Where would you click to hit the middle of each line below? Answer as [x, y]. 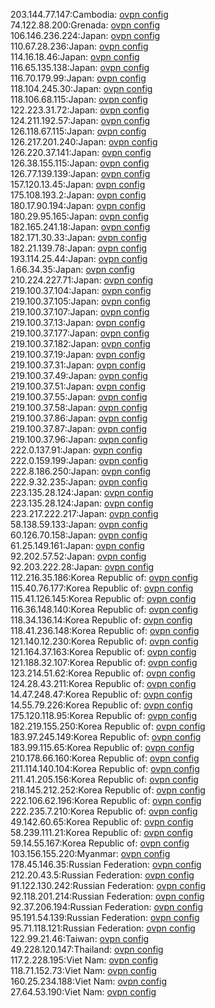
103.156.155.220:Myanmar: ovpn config [90, 853]
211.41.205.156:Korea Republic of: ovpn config [104, 779]
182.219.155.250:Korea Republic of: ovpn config [108, 726]
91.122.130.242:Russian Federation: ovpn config [108, 885]
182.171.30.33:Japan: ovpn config [79, 237]
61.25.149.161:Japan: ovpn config [77, 545]
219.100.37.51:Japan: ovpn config [78, 386]
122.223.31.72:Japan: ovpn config [80, 110]
